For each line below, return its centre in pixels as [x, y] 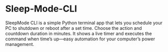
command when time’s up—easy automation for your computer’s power [80, 39]
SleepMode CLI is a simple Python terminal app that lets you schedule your [84, 23]
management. [20, 44]
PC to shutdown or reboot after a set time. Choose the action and [74, 28]
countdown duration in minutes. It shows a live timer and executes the [79, 33]
